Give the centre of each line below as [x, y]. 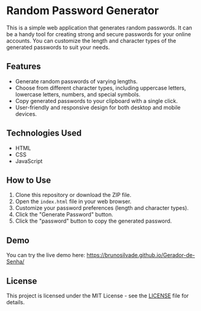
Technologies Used [44, 133]
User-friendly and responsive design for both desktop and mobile [98, 107]
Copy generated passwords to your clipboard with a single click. [97, 101]
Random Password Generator [83, 11]
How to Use [29, 180]
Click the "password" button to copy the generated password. [93, 221]
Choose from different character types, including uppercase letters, [100, 88]
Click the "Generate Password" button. [64, 215]
